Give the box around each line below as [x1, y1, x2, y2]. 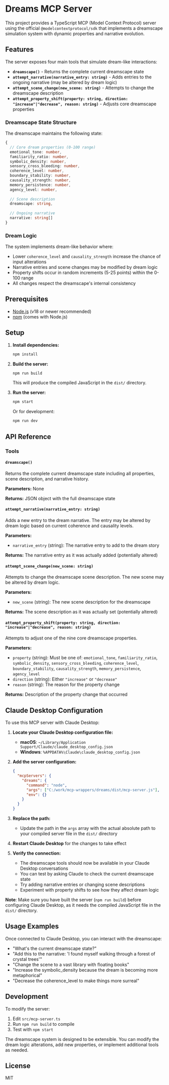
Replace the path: [12, 816, 50, 822]
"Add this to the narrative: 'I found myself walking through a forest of [12, 950, 155, 957]
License [5, 1062, 31, 1070]
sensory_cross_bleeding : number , [10, 164, 80, 169]
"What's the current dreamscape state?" [12, 945, 97, 951]
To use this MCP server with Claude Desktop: [5, 719, 100, 726]
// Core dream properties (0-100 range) [10, 145, 96, 150]
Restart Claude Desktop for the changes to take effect [12, 840, 127, 847]
